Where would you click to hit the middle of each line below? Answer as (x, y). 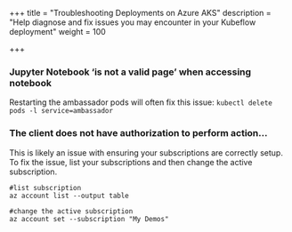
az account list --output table (69, 196)
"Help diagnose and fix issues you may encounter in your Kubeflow (133, 22)
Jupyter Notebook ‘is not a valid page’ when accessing (130, 72)
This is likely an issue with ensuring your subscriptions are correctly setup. (146, 152)
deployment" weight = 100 (58, 32)
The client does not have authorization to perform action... (138, 133)
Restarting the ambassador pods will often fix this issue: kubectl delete (141, 102)
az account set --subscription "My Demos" (89, 219)
